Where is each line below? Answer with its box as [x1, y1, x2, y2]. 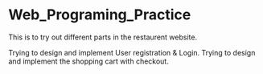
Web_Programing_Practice [8, 6, 191, 24]
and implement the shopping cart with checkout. [8, 56, 169, 66]
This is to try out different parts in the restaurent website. [8, 32, 198, 42]
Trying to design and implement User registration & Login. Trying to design [8, 47, 256, 57]
